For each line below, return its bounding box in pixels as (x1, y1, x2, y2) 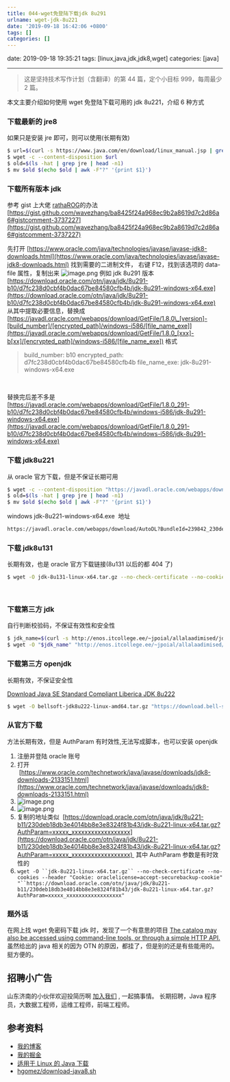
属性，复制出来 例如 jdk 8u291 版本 (17, 269, 154, 278)
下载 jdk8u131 (7, 543, 53, 553)
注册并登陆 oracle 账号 (16, 752, 81, 760)
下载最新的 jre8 (7, 117, 57, 127)
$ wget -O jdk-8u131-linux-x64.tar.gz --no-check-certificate (7, 574, 188, 581)
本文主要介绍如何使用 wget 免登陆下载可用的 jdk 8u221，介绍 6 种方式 (7, 98, 205, 106)
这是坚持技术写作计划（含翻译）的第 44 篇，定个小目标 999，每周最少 (23, 75, 222, 83)
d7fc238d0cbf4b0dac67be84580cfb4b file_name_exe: (23, 358, 179, 367)
